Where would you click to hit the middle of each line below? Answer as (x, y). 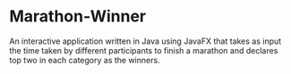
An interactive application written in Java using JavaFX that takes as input (145, 41)
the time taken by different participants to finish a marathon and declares (144, 50)
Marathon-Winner (78, 16)
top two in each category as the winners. (85, 60)
